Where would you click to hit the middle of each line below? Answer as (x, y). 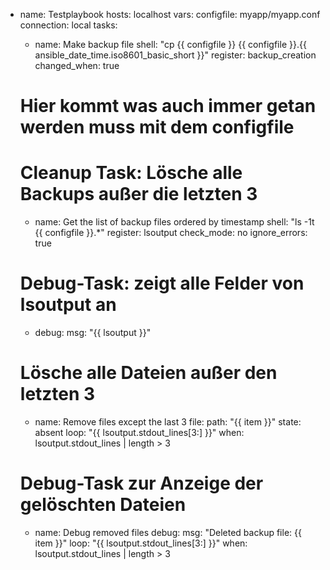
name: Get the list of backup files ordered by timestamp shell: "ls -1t (174, 222)
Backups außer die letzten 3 (138, 194)
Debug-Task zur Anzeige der (141, 483)
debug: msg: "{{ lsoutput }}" (93, 333)
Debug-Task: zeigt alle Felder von (162, 283)
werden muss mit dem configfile (157, 127)
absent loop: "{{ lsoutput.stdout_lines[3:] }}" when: (139, 432)
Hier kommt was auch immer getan (168, 106)
